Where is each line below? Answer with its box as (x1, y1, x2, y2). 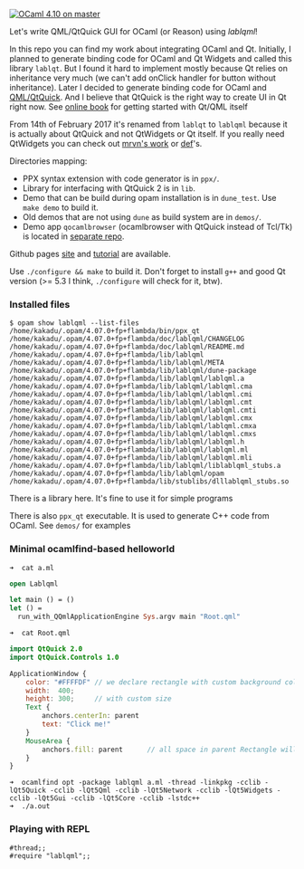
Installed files (9, 298, 71, 310)
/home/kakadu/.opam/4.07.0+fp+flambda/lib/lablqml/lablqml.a (9, 374, 245, 384)
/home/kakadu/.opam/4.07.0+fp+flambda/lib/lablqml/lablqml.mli (9, 454, 253, 463)
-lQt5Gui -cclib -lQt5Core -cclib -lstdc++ (33, 794, 201, 803)
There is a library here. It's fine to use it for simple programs (9, 493, 233, 504)
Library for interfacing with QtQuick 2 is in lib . (22, 183, 196, 194)
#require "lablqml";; (9, 851, 91, 860)
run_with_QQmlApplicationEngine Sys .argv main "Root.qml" (17, 612, 242, 622)
